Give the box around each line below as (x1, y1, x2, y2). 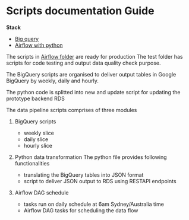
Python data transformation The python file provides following (14, 153, 168, 161)
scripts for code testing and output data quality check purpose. (6, 59, 161, 66)
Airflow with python (14, 42, 64, 49)
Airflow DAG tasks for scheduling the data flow (23, 206, 138, 214)
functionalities (14, 160, 50, 167)
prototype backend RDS (6, 95, 65, 102)
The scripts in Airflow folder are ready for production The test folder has (6, 53, 183, 60)
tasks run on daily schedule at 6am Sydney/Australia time (23, 200, 165, 208)
